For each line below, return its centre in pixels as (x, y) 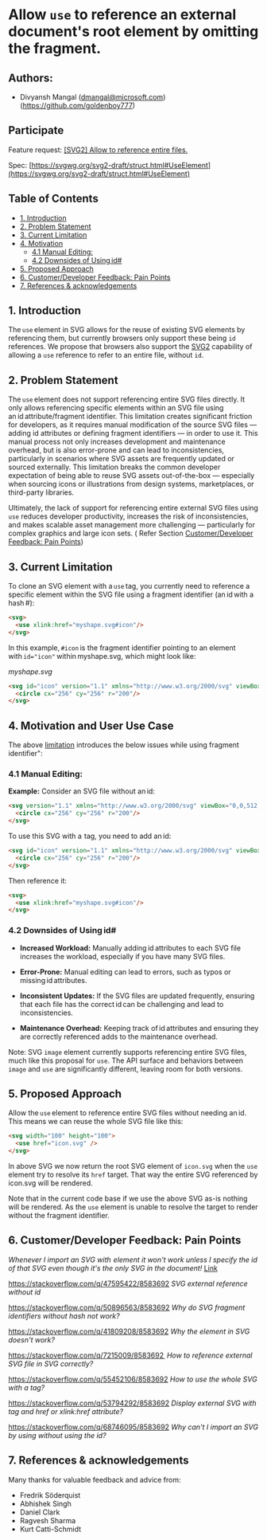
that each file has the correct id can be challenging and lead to (122, 1004)
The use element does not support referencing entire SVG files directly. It (127, 399)
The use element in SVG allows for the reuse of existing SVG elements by (127, 330)
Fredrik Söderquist (50, 1495)
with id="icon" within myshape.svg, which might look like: (102, 656)
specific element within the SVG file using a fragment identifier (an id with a (131, 594)
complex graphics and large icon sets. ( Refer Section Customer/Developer (131, 533)
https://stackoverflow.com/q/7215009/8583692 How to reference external (130, 1355)
